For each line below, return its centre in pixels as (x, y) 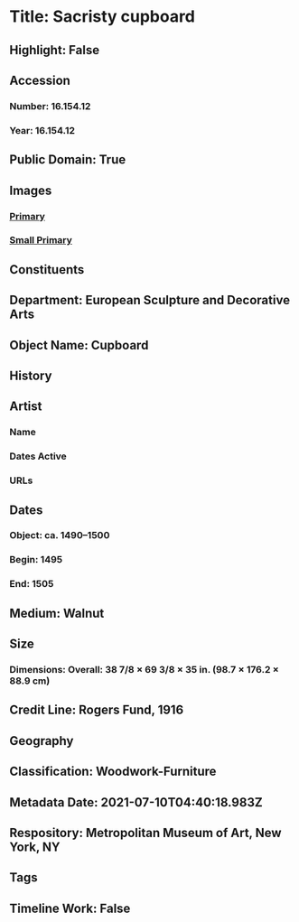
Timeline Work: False (70, 908)
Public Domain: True (68, 160)
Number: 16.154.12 (50, 106)
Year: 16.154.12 (42, 130)
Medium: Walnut (57, 613)
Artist (26, 407)
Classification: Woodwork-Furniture (113, 772)
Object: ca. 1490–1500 (60, 536)
